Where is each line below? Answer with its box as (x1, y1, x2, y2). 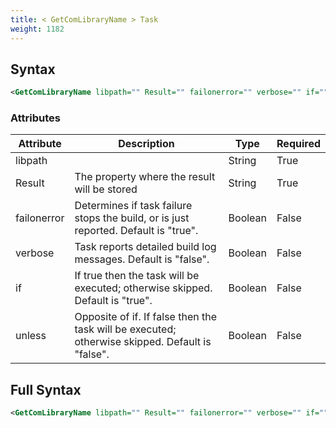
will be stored (74, 182, 138, 196)
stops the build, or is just (74, 211, 190, 225)
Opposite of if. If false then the (74, 310, 217, 324)
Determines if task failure (74, 199, 193, 213)
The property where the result (74, 170, 216, 184)
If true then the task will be (74, 269, 200, 283)
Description (118, 137, 175, 151)
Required (276, 137, 321, 151)
